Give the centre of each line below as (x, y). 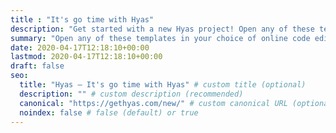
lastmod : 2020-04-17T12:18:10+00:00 (86, 57)
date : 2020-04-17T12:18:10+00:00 (80, 47)
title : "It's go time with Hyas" (82, 19)
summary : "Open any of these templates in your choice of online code (160, 38)
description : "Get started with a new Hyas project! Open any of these (162, 29)
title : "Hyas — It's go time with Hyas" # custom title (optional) (163, 85)
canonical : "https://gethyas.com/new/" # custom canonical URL (153, 103)
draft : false (37, 66)
